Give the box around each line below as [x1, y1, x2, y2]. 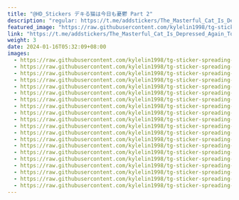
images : [7, 50, 31, 57]
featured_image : [7, 23, 55, 30]
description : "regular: [7, 17, 78, 24]
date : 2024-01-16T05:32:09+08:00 [7, 43, 107, 50]
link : [7, 30, 23, 38]
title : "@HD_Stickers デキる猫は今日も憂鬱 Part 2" [7, 10, 153, 18]
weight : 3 [7, 37, 37, 44]
